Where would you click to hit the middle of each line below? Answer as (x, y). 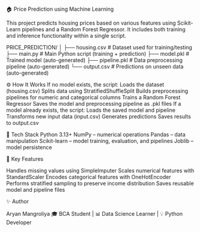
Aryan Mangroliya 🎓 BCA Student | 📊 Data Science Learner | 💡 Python (95, 214)
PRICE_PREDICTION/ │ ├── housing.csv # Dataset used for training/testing (99, 47)
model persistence (29, 147)
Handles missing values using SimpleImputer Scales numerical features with (100, 170)
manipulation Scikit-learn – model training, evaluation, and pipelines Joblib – (100, 141)
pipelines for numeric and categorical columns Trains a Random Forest (93, 97)
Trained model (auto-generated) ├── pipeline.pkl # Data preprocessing (94, 60)
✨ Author (17, 201)
